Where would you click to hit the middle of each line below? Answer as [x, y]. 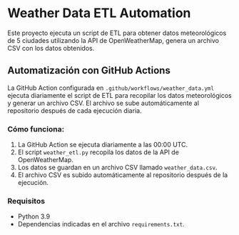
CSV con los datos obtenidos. [51, 48]
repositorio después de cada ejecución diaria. [75, 110]
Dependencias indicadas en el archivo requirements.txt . [101, 224]
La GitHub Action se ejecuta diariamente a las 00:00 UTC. [102, 145]
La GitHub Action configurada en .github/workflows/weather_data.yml [111, 88]
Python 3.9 [34, 216]
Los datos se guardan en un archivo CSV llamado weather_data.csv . [117, 167]
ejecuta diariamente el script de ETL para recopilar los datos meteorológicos [119, 95]
